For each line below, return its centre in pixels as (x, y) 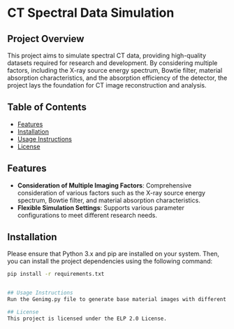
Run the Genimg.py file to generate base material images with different (117, 300)
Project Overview (46, 39)
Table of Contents (47, 107)
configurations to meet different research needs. (87, 215)
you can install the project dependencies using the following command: (110, 261)
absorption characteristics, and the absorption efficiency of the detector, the (117, 78)
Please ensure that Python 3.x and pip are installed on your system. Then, (114, 254)
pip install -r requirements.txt (56, 274)
